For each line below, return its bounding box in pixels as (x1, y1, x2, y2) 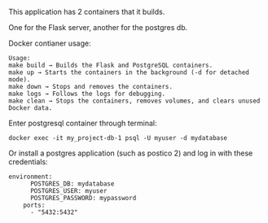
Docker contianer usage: (8, 38, 91, 48)
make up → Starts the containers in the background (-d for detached (8, 68, 250, 77)
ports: (23, 201, 46, 209)
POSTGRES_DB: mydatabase (29, 180, 115, 188)
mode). (8, 76, 31, 84)
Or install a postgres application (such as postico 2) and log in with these (8, 148, 253, 158)
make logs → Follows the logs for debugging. (8, 90, 165, 98)
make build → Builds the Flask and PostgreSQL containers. (8, 61, 213, 69)
